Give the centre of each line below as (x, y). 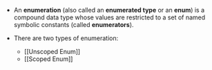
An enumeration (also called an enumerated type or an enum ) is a (109, 10)
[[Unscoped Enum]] (52, 52)
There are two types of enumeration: (66, 38)
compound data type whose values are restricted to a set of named (109, 17)
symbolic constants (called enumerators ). (74, 25)
